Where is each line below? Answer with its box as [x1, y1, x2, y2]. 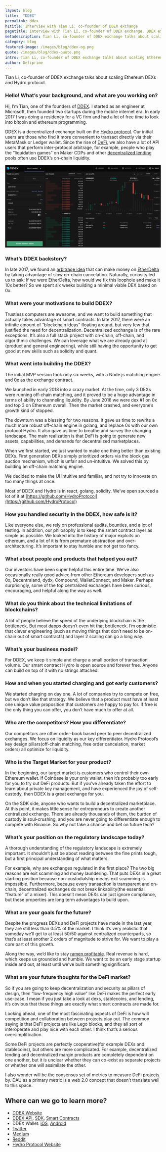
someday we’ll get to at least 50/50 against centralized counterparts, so [5, 931, 152, 937]
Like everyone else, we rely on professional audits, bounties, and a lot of [5, 522, 152, 528]
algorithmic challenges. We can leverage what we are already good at [5, 337, 147, 344]
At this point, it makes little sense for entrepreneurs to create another [5, 805, 146, 811]
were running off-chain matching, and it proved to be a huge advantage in [5, 392, 156, 398]
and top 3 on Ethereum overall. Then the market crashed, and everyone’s [5, 402, 154, 408]
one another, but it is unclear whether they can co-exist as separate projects [5, 1057, 161, 1063]
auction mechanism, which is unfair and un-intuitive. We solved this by [5, 458, 149, 464]
